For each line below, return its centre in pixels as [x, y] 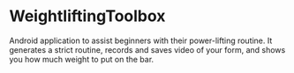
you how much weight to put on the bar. [82, 59]
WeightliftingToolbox [87, 16]
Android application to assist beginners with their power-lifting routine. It [141, 40]
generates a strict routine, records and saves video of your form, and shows [147, 49]
